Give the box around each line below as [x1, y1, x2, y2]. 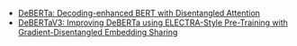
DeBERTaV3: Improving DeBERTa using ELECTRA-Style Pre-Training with [17, 17, 288, 28]
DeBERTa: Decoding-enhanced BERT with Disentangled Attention [17, 8, 261, 18]
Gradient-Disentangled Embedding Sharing [17, 27, 178, 37]
